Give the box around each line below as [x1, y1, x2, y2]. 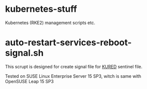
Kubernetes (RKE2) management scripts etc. [5, 20, 95, 26]
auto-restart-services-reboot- [5, 37, 132, 48]
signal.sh [5, 48, 44, 59]
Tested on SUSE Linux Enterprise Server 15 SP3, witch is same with [5, 73, 142, 79]
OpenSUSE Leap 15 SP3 [5, 78, 54, 84]
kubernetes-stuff [5, 3, 77, 15]
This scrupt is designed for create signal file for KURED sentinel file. [5, 63, 143, 69]
